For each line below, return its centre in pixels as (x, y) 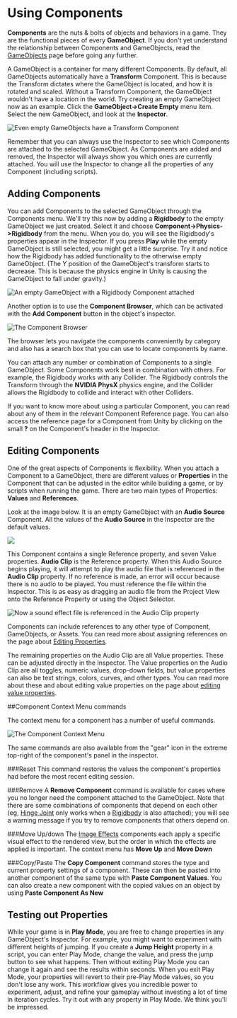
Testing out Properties (58, 915)
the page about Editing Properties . (57, 641)
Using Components (65, 13)
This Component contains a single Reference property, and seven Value (112, 554)
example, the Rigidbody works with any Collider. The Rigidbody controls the (118, 377)
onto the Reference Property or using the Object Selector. (91, 599)
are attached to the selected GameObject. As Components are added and (114, 149)
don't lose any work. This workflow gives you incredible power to (102, 985)
